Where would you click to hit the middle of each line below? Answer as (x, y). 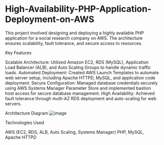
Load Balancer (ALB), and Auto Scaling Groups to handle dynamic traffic (78, 67)
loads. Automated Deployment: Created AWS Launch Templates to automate (82, 72)
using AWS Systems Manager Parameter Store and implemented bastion (78, 88)
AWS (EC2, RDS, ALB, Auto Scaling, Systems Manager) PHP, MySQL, (75, 132)
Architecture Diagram (27, 113)
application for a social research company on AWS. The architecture (74, 38)
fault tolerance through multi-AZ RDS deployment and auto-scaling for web (81, 98)
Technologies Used (24, 123)
